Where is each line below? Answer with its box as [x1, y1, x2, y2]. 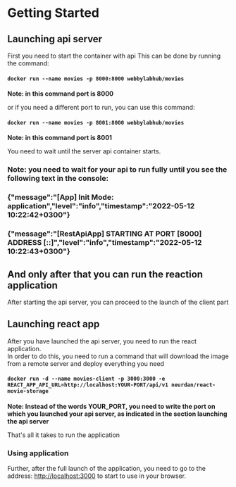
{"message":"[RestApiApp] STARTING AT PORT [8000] [7, 229, 202, 239]
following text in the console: [7, 174, 109, 184]
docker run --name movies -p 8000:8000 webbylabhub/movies [7, 75, 185, 82]
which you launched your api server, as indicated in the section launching [7, 410, 228, 418]
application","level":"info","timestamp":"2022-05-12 [7, 201, 195, 211]
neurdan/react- [171, 381, 216, 388]
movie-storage [7, 388, 49, 395]
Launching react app [7, 318, 100, 330]
